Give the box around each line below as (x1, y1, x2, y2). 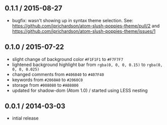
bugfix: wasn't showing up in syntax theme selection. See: (12, 17, 134, 23)
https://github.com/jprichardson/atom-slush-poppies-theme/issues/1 (12, 28, 156, 34)
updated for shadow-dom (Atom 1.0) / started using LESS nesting (12, 87, 148, 93)
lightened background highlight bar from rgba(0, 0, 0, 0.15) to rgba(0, (12, 61, 163, 68)
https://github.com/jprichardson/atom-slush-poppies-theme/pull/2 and (12, 23, 160, 29)
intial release (12, 115, 39, 121)
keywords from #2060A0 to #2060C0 (12, 77, 83, 83)
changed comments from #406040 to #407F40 (12, 71, 104, 77)
